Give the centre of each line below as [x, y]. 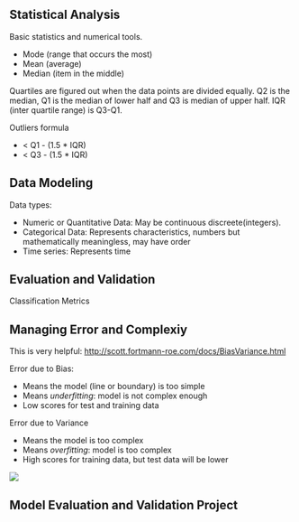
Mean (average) [52, 63]
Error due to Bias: [42, 368]
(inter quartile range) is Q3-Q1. [66, 110]
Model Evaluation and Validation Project [124, 505]
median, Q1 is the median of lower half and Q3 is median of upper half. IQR [148, 100]
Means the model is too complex [83, 441]
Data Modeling [51, 183]
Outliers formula [39, 127]
